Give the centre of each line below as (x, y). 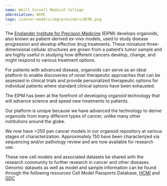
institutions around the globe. (35, 122)
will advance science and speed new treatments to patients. (67, 101)
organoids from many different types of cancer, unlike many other (73, 116)
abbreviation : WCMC (25, 15)
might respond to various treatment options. (50, 60)
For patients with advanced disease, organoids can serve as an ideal (76, 70)
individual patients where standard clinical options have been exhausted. (80, 86)
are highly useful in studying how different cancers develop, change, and (80, 55)
